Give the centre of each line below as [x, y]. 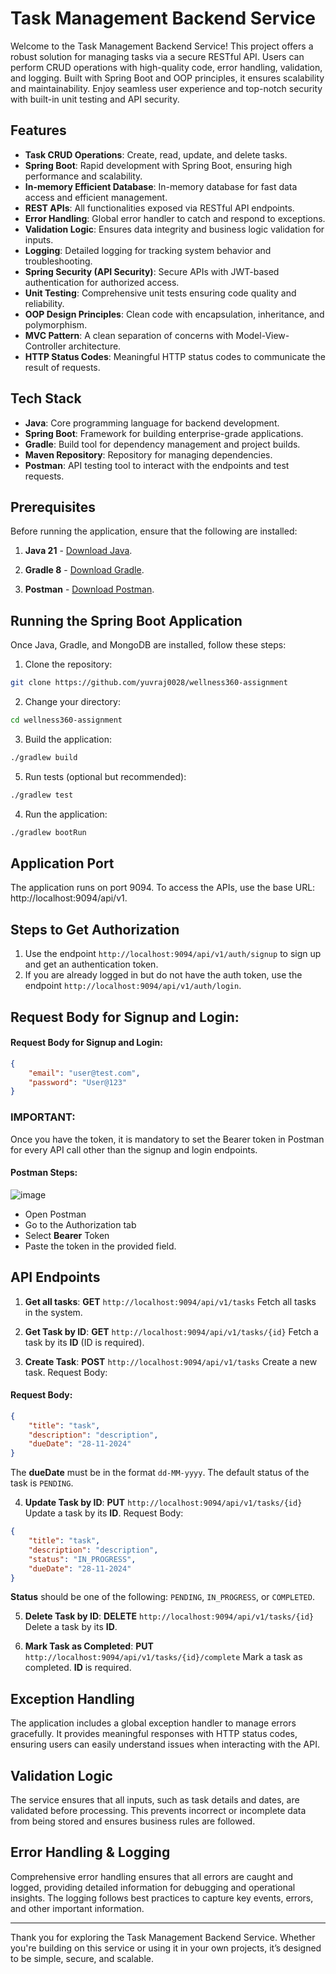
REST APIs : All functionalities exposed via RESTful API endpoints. [159, 208]
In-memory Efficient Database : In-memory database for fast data [161, 186]
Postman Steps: [44, 1173]
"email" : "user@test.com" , [84, 1073]
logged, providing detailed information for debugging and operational [153, 1887]
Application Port [62, 863]
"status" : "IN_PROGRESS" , [82, 1559]
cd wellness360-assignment [66, 720]
